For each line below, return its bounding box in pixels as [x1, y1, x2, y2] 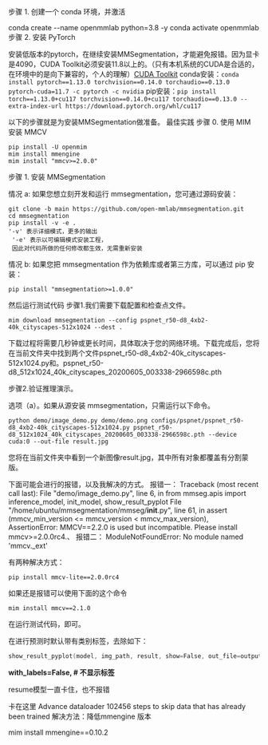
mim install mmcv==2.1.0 [8, 604, 91, 612]
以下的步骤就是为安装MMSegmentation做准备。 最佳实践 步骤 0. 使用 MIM [8, 117, 251, 126]
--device [207, 430, 238, 438]
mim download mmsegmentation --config [8, 316, 137, 324]
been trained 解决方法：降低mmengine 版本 [8, 711, 152, 721]
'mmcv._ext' [8, 541, 48, 550]
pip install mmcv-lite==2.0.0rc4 [8, 573, 120, 581]
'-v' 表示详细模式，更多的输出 [8, 228, 98, 236]
